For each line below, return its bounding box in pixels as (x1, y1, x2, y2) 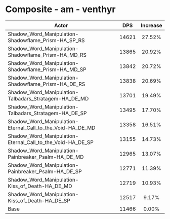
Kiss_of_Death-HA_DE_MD (8, 182, 72, 190)
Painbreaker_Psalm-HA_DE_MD (8, 153, 84, 160)
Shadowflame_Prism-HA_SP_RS (8, 36, 85, 44)
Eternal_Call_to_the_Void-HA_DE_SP (8, 138, 94, 145)
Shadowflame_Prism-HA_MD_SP (8, 66, 87, 73)
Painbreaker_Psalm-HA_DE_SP (8, 168, 82, 175)
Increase (141, 22, 162, 29)
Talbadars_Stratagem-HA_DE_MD (8, 95, 89, 102)
